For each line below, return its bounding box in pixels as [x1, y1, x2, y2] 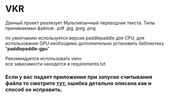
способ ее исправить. [5, 86, 62, 93]
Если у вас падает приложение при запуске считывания [5, 73, 152, 80]
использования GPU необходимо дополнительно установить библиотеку [5, 40, 164, 46]
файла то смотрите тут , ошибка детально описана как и [5, 79, 152, 86]
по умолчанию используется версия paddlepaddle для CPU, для [5, 35, 145, 41]
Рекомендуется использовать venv [5, 55, 82, 61]
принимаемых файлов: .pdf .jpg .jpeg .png [5, 25, 96, 31]
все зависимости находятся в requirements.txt [5, 61, 106, 67]
